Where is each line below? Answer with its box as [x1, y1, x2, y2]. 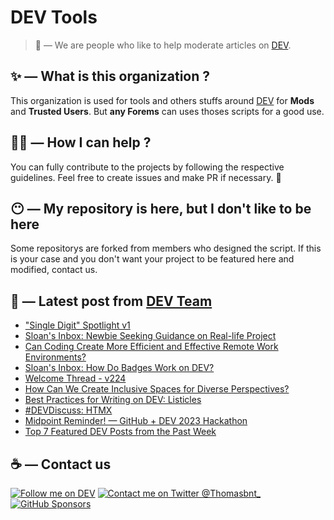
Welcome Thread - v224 [24, 372, 127, 385]
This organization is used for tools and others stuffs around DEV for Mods [10, 94, 315, 106]
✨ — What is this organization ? [10, 68, 211, 85]
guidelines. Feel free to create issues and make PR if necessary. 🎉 [10, 171, 282, 183]
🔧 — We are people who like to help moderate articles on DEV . [34, 39, 292, 51]
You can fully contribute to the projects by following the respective [10, 161, 285, 173]
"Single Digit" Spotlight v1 [24, 319, 131, 331]
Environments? [24, 351, 87, 363]
